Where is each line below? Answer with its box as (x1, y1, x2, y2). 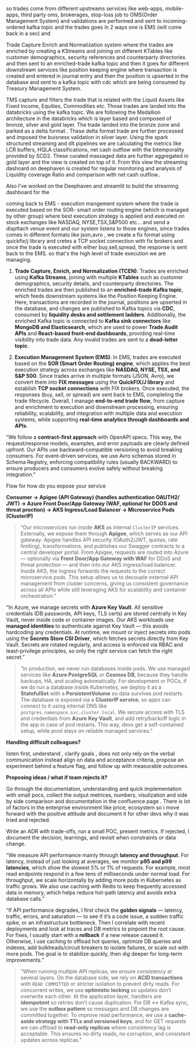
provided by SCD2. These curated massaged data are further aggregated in (6, 153, 189, 159)
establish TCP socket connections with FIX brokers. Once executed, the (14, 385, 190, 392)
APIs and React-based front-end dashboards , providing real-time (14, 330, 176, 337)
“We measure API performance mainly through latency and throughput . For (6, 852, 189, 858)
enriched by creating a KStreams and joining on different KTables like (6, 48, 173, 55)
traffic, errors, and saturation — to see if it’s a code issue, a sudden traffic (6, 913, 184, 920)
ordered (6, 23, 25, 31)
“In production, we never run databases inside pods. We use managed (20, 665, 190, 672)
